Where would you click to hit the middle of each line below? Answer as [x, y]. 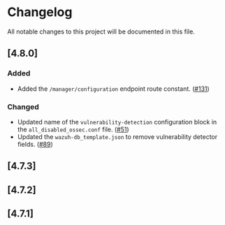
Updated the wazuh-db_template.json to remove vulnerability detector [117, 136]
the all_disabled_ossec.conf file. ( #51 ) [73, 129]
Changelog [40, 12]
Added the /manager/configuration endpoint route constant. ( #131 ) [113, 89]
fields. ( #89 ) [35, 144]
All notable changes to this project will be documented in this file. [101, 31]
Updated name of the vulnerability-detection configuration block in [117, 122]
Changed [23, 107]
